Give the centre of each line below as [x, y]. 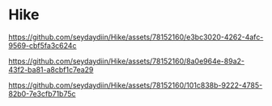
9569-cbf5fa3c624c [42, 45]
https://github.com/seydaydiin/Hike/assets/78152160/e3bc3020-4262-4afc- [136, 37]
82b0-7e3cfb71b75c [42, 93]
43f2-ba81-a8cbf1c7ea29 [51, 69]
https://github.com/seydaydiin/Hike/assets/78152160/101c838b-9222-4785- [136, 85]
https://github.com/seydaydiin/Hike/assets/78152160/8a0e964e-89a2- [127, 61]
